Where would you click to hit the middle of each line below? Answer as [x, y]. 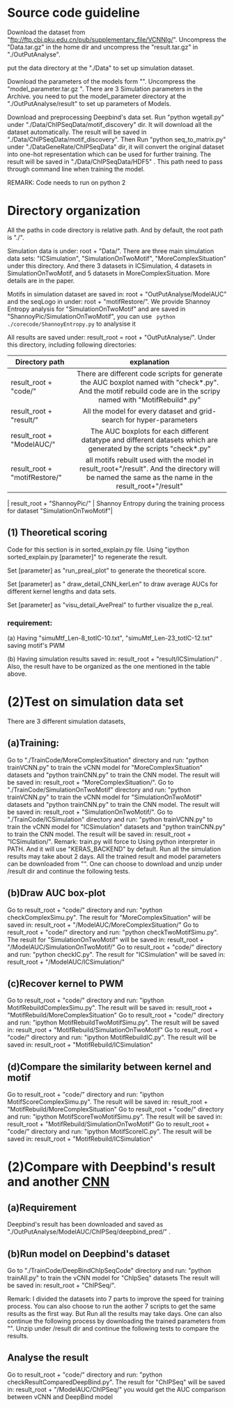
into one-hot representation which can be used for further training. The [109, 154]
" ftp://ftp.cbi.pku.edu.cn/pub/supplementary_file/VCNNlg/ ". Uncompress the [117, 39]
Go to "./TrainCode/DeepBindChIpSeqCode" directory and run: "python [109, 1270]
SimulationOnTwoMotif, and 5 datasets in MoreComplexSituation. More [109, 273]
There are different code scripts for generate [149, 373]
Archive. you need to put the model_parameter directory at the [97, 96]
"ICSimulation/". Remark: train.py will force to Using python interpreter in [111, 841]
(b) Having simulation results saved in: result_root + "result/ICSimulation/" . [115, 659]
